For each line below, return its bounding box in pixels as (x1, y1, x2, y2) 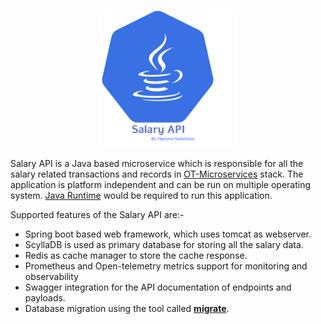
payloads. (24, 292, 66, 304)
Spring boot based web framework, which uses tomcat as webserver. (24, 228, 312, 240)
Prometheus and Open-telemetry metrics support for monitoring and (24, 260, 308, 272)
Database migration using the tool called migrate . (24, 303, 230, 314)
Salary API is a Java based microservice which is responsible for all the (10, 158, 304, 169)
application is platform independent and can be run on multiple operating (10, 179, 312, 190)
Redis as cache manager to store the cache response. (24, 250, 248, 261)
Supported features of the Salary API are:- (10, 209, 185, 220)
